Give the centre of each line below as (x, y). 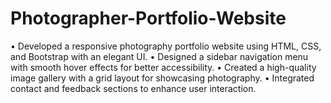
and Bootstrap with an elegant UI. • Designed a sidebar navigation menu (159, 56)
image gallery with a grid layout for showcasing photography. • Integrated (162, 78)
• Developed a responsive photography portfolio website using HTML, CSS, (166, 46)
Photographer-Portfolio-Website (148, 18)
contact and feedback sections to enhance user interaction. (133, 88)
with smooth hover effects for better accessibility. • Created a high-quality (163, 67)
